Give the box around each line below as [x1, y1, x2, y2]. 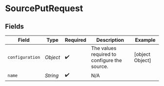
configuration [7, 54, 41, 60]
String [44, 72, 59, 79]
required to [91, 51, 116, 57]
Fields [5, 22, 24, 31]
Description [96, 37, 124, 43]
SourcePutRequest [5, 3, 83, 14]
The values [91, 45, 117, 52]
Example [135, 37, 156, 43]
